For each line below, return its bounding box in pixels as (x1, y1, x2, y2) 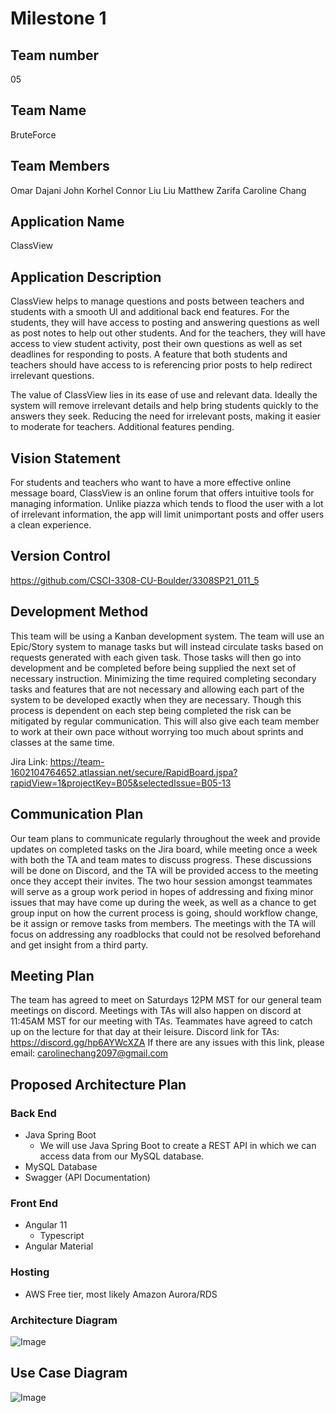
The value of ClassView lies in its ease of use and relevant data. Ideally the (10, 389, 318, 401)
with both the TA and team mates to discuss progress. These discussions (10, 853, 312, 866)
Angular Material (24, 1240, 94, 1252)
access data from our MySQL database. (39, 1150, 205, 1162)
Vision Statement (10, 450, 121, 467)
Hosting (10, 1265, 50, 1279)
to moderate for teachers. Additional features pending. (10, 421, 235, 433)
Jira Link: (10, 755, 48, 767)
